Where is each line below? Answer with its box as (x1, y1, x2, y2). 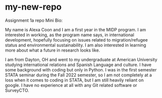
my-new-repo (5, 1, 62, 13)
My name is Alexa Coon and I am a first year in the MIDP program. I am (5, 27, 146, 32)
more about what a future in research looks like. (5, 47, 100, 53)
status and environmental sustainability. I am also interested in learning (5, 42, 147, 48)
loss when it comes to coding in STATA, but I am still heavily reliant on (5, 77, 144, 83)
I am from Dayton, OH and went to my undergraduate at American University (5, 56, 158, 62)
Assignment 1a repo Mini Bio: (5, 17, 63, 23)
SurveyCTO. (5, 87, 29, 93)
